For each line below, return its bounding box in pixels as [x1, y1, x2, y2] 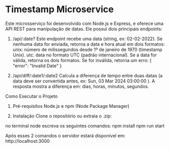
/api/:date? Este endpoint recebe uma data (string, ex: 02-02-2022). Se [12, 36, 163, 42]
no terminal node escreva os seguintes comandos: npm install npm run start [5, 123, 165, 129]
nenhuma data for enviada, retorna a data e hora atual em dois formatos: [12, 41, 165, 47]
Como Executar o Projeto [5, 93, 58, 99]
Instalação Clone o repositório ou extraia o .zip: [12, 113, 112, 119]
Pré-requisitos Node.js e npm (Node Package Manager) [12, 103, 130, 109]
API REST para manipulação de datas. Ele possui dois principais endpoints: [5, 25, 163, 32]
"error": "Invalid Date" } [12, 63, 62, 69]
